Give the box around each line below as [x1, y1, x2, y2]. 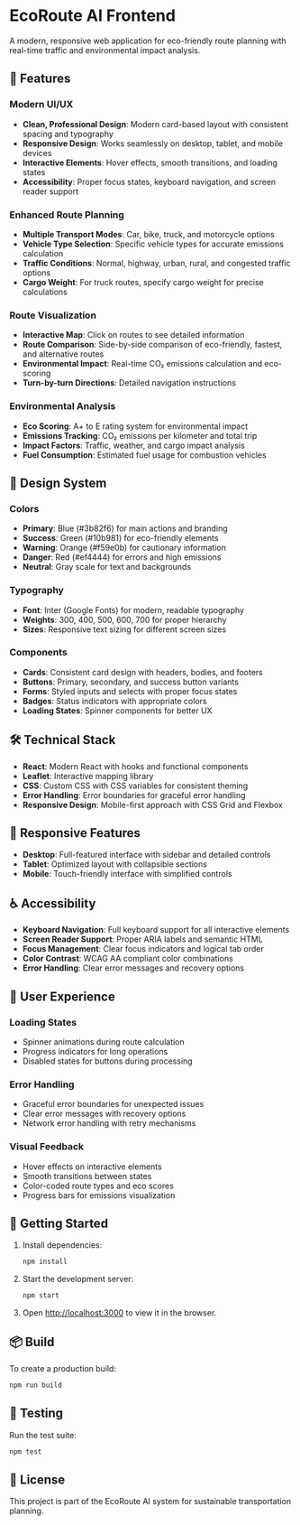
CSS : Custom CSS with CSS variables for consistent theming [22, 780, 249, 791]
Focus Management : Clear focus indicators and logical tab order [22, 944, 264, 954]
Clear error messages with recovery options [22, 1108, 186, 1120]
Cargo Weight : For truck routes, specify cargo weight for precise [22, 276, 264, 287]
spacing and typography [22, 128, 114, 139]
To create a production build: [9, 1362, 117, 1373]
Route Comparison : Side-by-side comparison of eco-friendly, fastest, [22, 339, 283, 350]
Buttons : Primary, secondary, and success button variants [22, 676, 239, 687]
